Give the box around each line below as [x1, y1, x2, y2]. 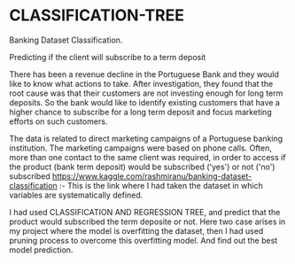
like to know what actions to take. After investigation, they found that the [9, 78, 274, 89]
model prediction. [9, 245, 74, 255]
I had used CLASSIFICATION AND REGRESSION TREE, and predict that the [9, 206, 281, 217]
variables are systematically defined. [9, 190, 144, 200]
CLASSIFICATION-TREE [9, 5, 184, 26]
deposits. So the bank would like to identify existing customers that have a [9, 97, 281, 107]
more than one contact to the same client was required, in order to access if [9, 151, 286, 162]
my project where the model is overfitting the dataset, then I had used [9, 225, 264, 236]
